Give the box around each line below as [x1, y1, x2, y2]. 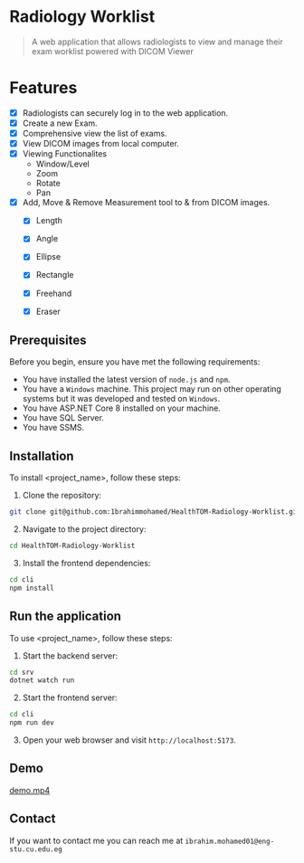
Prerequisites [9, 333, 87, 348]
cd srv [9, 668, 34, 677]
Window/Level [35, 158, 90, 169]
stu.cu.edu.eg [9, 844, 63, 854]
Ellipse [35, 251, 62, 262]
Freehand [35, 288, 72, 299]
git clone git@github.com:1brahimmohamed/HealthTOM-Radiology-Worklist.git [9, 507, 301, 517]
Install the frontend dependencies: [22, 558, 151, 568]
